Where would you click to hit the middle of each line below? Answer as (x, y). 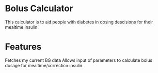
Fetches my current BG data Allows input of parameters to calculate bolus (79, 60)
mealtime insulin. (22, 27)
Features (23, 47)
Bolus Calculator (39, 9)
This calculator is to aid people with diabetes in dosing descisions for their (79, 22)
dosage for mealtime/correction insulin (44, 65)
